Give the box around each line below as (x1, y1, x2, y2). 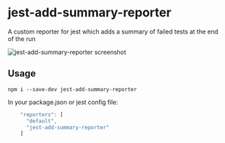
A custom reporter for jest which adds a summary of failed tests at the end (8, 27, 219, 36)
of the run (8, 34, 36, 42)
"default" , (25, 118, 58, 125)
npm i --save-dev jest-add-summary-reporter (8, 86, 137, 93)
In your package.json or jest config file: (8, 98, 119, 106)
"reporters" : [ (20, 111, 64, 118)
